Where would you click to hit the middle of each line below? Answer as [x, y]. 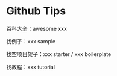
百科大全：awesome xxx [37, 28]
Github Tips [36, 11]
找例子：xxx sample [31, 41]
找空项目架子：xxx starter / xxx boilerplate [59, 54]
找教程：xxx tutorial [31, 67]
